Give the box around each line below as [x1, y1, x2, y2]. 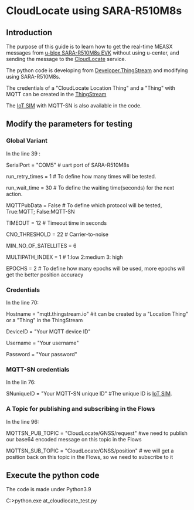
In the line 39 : [6, 150, 41, 157]
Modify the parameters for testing [6, 119, 133, 129]
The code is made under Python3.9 [6, 486, 91, 493]
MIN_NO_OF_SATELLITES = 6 [6, 242, 77, 249]
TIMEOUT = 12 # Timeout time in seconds [6, 219, 107, 227]
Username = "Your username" [6, 339, 79, 346]
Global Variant [6, 137, 48, 145]
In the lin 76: [6, 379, 36, 386]
